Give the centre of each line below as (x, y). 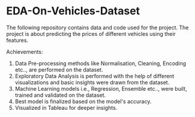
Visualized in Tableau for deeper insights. (66, 107)
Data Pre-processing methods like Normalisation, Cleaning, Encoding (100, 63)
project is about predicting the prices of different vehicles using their (91, 33)
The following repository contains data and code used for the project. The (97, 27)
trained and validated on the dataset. (60, 95)
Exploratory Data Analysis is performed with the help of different (94, 76)
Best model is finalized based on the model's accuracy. (83, 101)
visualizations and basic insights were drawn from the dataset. (92, 82)
